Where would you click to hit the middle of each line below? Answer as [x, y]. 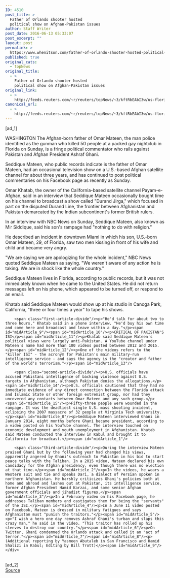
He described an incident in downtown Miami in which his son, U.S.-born [81, 237]
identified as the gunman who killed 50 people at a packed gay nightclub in [83, 143]
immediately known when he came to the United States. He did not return [82, 283]
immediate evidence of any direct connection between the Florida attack [85, 390]
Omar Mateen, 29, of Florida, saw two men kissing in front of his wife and [82, 242]
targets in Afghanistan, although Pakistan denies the [64, 381]
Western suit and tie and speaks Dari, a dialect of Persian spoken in [82, 474]
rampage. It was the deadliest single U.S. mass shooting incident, [79, 408]
